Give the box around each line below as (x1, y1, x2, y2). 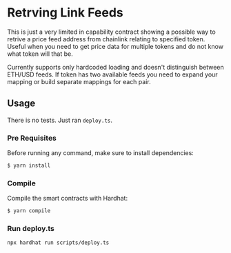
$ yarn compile (7, 208, 51, 214)
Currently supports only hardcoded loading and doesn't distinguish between (7, 63, 224, 71)
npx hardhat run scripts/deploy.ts (7, 239, 110, 246)
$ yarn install (7, 162, 51, 170)
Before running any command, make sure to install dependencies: (7, 149, 194, 157)
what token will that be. (7, 50, 74, 58)
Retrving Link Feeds (7, 5, 123, 21)
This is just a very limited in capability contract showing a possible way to (7, 28, 216, 36)
